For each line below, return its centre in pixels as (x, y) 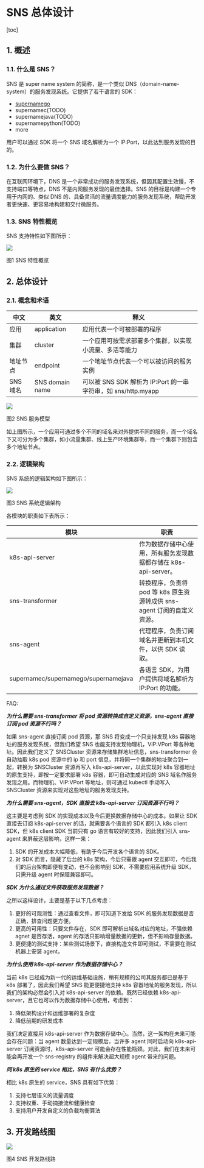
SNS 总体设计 (40, 12)
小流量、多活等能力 (110, 350)
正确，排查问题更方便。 (44, 921)
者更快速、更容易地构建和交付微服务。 (54, 204)
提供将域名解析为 (169, 679)
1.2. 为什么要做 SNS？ (38, 167)
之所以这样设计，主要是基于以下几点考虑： (59, 901)
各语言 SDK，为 (161, 670)
